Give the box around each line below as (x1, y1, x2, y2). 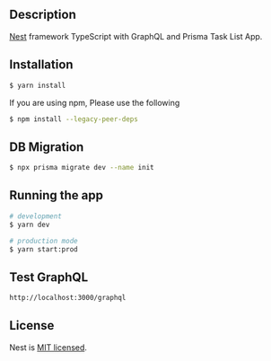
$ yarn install (9, 81, 66, 90)
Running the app (9, 188, 103, 203)
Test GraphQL (9, 269, 89, 285)
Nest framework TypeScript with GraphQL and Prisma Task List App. (9, 31, 263, 41)
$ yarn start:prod (9, 244, 78, 254)
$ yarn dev (9, 220, 50, 229)
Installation (9, 57, 74, 73)
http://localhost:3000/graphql (9, 294, 127, 303)
